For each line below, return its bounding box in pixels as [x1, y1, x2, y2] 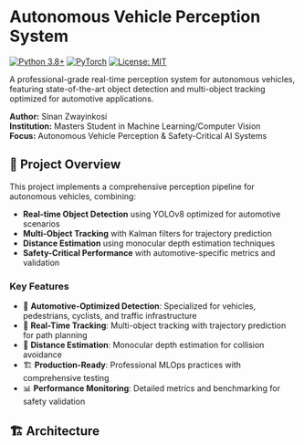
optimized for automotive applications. [9, 93, 154, 104]
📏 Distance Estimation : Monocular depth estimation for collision [22, 340, 265, 351]
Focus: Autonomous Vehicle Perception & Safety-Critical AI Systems [9, 130, 267, 141]
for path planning [22, 330, 89, 341]
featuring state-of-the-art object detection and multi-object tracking [9, 83, 267, 94]
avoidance [22, 349, 62, 360]
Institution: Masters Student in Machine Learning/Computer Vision [9, 121, 261, 132]
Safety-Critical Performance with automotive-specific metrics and [22, 247, 276, 258]
